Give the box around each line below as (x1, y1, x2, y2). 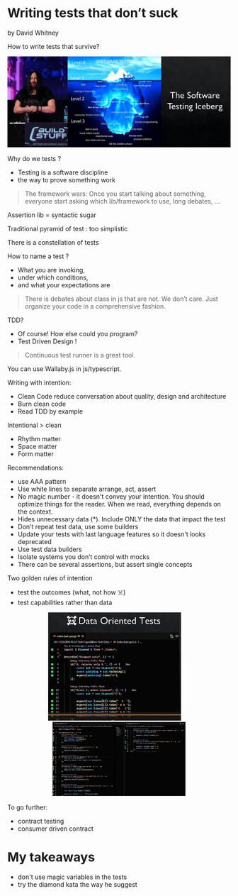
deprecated (17, 538, 52, 546)
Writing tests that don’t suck (7, 5, 178, 21)
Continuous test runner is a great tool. (24, 351, 136, 360)
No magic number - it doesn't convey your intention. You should (17, 492, 205, 501)
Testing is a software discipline (17, 168, 108, 177)
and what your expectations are (17, 281, 110, 289)
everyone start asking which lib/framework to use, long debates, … (24, 197, 220, 206)
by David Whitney (7, 28, 59, 37)
